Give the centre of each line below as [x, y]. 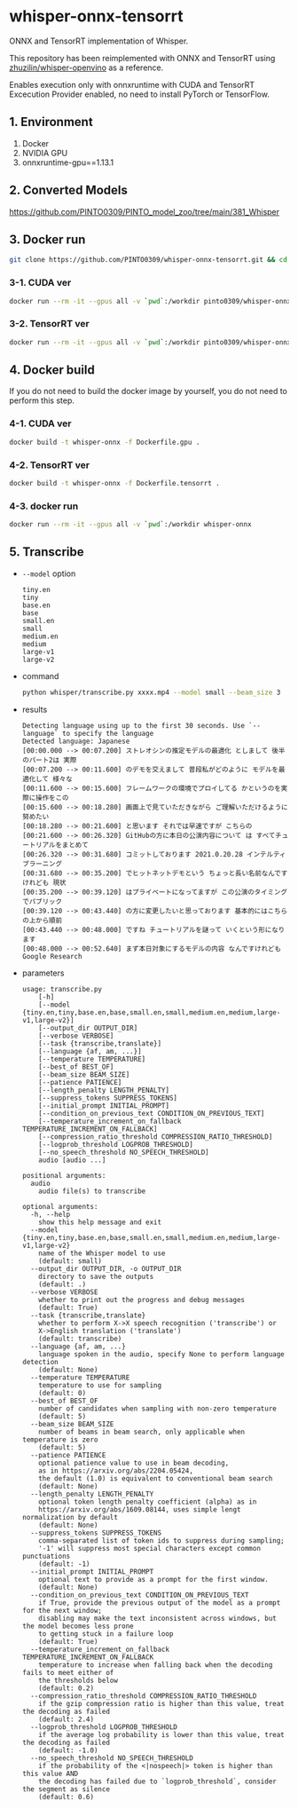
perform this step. [42, 400]
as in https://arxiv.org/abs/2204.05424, [116, 1471]
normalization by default [70, 1517]
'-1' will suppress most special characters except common [150, 1548]
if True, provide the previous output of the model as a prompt [160, 1603]
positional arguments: [64, 1175]
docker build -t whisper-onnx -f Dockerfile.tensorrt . [114, 483]
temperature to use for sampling [100, 1385]
